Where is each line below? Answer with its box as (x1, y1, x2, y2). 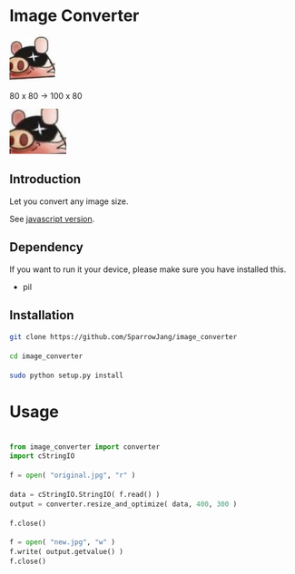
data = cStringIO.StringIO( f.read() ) (9, 490, 161, 499)
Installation (9, 307, 74, 323)
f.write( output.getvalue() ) (9, 548, 124, 557)
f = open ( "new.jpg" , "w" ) (9, 538, 116, 547)
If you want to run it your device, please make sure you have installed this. (9, 264, 287, 275)
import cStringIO (9, 452, 75, 461)
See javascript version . (9, 213, 95, 224)
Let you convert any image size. (9, 196, 129, 207)
